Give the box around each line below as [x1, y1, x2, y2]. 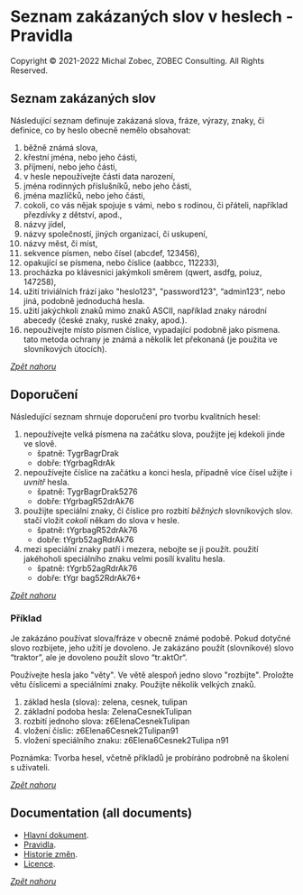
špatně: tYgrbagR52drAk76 [36, 524, 138, 535]
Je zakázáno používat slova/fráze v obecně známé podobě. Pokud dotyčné [10, 632, 291, 643]
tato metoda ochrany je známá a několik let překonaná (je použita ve [23, 334, 278, 345]
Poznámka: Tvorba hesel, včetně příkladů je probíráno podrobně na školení [10, 752, 289, 763]
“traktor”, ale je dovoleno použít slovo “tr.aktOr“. [10, 651, 188, 662]
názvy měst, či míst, [23, 237, 98, 249]
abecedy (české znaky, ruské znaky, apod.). [23, 314, 188, 326]
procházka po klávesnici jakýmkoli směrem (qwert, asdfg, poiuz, [23, 266, 262, 277]
